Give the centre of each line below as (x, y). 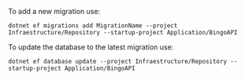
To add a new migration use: (54, 11)
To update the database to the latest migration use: (91, 47)
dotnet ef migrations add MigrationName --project (93, 26)
